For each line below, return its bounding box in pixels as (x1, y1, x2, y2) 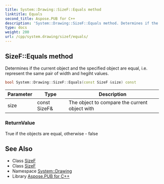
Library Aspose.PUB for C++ (12, 173, 70, 179)
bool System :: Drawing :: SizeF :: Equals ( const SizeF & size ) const (5, 80, 137, 85)
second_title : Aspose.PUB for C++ (5, 16, 76, 21)
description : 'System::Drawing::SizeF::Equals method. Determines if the (5, 20, 159, 26)
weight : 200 (5, 30, 29, 35)
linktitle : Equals (5, 12, 42, 17)
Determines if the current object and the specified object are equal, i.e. (5, 65, 148, 71)
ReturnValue (5, 120, 35, 127)
